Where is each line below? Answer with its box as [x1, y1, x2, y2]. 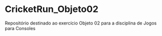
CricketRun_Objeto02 [5, 3, 98, 15]
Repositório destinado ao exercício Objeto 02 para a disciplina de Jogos [5, 20, 157, 26]
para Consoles [5, 25, 36, 31]
